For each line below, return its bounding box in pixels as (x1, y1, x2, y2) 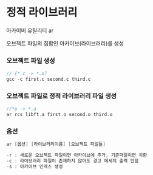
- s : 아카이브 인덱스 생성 (6, 163, 63, 170)
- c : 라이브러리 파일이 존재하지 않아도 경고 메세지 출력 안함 (6, 158, 139, 164)
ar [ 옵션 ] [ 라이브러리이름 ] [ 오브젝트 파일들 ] (6, 141, 106, 148)
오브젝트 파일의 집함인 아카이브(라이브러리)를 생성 (6, 39, 124, 47)
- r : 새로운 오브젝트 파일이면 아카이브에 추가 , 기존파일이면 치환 (6, 153, 148, 159)
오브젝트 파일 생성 (6, 56, 56, 64)
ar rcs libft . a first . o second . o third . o (6, 112, 113, 118)
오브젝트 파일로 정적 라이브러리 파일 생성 (6, 92, 117, 100)
